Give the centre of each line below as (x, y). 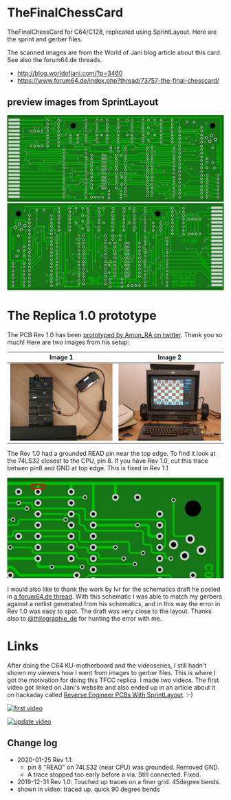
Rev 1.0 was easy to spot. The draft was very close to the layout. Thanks (109, 611)
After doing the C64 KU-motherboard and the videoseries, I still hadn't (107, 666)
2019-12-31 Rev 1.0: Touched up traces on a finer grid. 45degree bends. (119, 781)
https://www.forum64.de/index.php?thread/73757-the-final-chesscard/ (118, 80)
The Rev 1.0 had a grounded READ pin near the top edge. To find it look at (111, 454)
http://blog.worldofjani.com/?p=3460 (70, 73)
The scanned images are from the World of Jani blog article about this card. (114, 52)
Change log (32, 743)
